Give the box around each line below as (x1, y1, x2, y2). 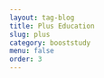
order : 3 (9, 55, 43, 64)
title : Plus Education (9, 22, 95, 30)
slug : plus (9, 30, 51, 39)
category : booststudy (9, 38, 91, 48)
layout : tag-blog (9, 13, 75, 22)
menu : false (9, 47, 54, 56)
